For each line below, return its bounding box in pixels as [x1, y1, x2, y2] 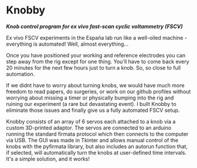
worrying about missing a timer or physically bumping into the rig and [6, 94, 174, 101]
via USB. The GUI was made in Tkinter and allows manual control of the [6, 136, 179, 143]
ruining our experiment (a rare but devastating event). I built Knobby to [6, 100, 177, 107]
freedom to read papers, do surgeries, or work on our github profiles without [6, 88, 191, 95]
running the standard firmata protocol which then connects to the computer [6, 130, 189, 138]
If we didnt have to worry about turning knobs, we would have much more [6, 81, 185, 88]
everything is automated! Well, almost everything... [6, 40, 129, 47]
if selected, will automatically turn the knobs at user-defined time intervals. [6, 149, 186, 156]
